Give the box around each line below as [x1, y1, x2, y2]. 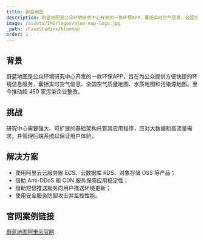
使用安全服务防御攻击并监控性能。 [15, 192, 101, 199]
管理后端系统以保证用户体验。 [22, 132, 97, 140]
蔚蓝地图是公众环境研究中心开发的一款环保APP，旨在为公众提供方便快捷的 [6, 72, 192, 80]
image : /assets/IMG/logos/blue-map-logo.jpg [6, 20, 121, 26]
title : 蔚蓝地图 [6, 8, 44, 15]
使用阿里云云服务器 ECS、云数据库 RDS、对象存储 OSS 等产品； [15, 169, 176, 176]
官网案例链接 [6, 211, 55, 222]
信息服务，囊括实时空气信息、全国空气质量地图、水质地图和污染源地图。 [11, 80, 192, 87]
